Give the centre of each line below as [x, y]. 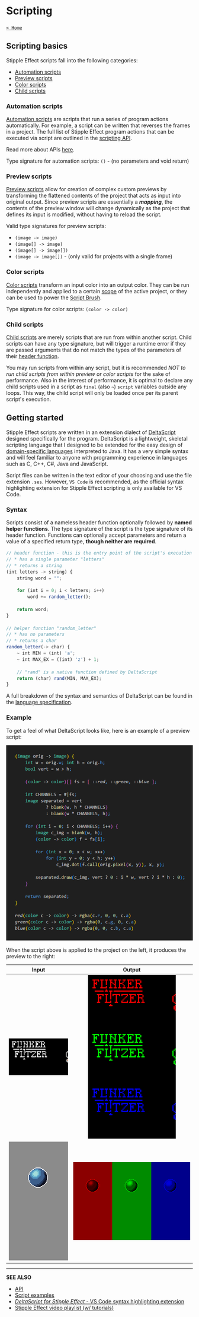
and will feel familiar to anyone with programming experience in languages [97, 457]
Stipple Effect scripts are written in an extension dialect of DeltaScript [91, 432]
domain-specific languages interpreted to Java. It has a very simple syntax [97, 451]
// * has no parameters [36, 634]
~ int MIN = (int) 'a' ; [46, 653]
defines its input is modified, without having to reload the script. [84, 214]
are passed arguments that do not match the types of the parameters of [94, 350]
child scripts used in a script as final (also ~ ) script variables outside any [97, 387]
